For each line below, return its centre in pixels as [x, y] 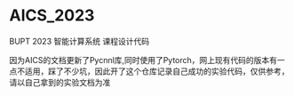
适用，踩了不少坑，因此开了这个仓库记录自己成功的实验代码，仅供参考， [157, 71]
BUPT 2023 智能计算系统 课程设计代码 [79, 41]
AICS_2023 [52, 16]
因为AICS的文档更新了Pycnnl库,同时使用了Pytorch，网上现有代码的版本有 [143, 60]
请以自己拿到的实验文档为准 [60, 82]
